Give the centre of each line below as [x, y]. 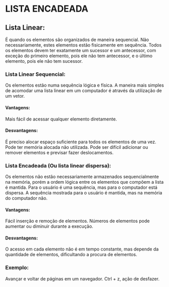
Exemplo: [17, 268]
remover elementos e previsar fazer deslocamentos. [60, 152]
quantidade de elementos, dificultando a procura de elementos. [71, 255]
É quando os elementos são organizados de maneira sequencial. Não [77, 39]
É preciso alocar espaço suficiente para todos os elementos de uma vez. [81, 142]
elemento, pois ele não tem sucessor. [44, 61]
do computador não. [26, 198]
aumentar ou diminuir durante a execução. [49, 226]
